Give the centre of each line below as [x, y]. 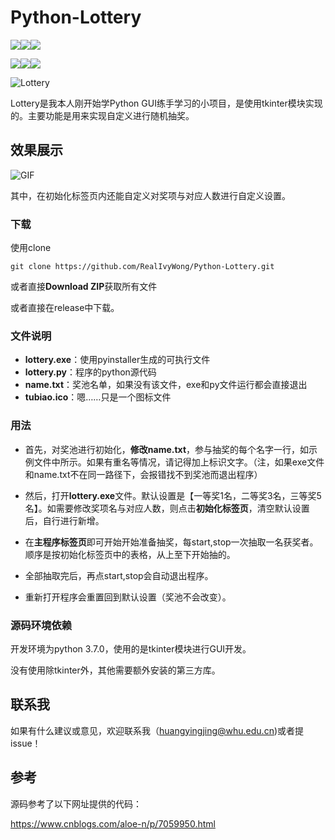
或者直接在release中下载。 [65, 308]
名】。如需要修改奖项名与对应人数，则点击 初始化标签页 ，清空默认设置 [167, 508]
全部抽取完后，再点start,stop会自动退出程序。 [119, 575]
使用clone [31, 248]
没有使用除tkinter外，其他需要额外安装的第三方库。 [115, 670]
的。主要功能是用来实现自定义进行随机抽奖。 [102, 115]
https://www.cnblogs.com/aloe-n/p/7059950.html [113, 823]
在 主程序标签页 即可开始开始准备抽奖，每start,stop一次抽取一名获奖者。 [171, 542]
